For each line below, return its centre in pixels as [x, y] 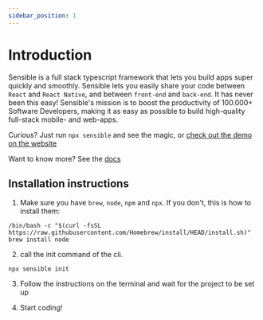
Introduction [50, 55]
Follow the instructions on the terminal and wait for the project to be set [137, 284]
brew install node [39, 240]
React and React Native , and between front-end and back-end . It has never [131, 94]
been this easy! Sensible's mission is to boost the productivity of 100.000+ [131, 102]
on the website [33, 143]
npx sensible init [39, 269]
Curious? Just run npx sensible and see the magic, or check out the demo [130, 135]
